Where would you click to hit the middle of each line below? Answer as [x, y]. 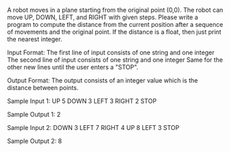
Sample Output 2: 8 [35, 141]
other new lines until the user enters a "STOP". [73, 67]
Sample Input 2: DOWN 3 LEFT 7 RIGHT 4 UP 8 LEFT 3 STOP [93, 128]
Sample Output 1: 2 [34, 114]
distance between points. [43, 88]
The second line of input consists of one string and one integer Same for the [115, 60]
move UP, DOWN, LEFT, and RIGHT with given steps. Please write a [103, 17]
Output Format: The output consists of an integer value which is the [103, 80]
